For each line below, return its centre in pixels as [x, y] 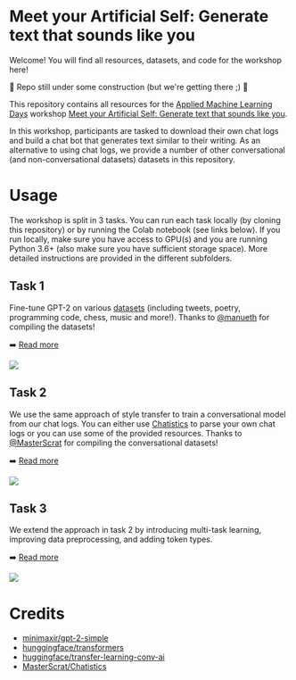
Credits [37, 614]
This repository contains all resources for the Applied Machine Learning [141, 104]
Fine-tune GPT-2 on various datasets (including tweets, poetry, [125, 307]
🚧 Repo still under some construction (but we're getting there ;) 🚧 [129, 87]
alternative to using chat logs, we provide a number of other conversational [147, 150]
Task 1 [27, 286]
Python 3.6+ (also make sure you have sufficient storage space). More [139, 248]
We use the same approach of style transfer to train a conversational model [148, 414]
